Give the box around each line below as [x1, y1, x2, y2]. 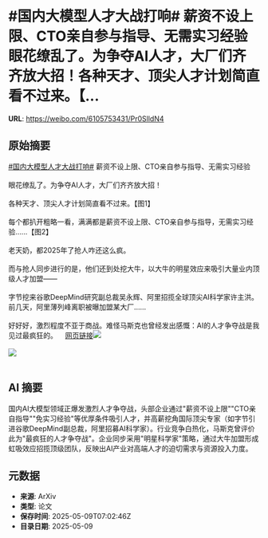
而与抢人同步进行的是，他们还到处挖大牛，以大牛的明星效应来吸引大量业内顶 [8, 264, 260, 273]
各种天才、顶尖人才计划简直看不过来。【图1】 [8, 198, 155, 208]
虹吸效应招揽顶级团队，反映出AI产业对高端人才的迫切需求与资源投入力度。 [8, 443, 253, 453]
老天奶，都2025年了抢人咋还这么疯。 [8, 245, 131, 255]
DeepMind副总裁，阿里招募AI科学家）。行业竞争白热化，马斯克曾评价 [29, 423, 255, 433]
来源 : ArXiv [19, 492, 57, 501]
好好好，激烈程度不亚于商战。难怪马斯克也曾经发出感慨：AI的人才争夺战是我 [8, 320, 260, 330]
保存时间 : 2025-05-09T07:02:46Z [19, 512, 132, 521]
